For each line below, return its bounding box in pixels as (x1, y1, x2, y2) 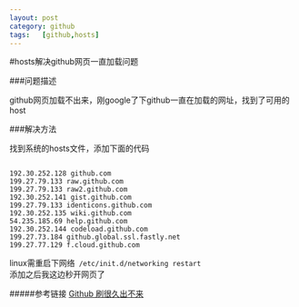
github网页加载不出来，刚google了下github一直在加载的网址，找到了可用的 (9, 94, 290, 105)
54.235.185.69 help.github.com (9, 217, 128, 226)
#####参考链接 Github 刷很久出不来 (9, 288, 144, 300)
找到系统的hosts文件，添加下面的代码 (9, 143, 150, 154)
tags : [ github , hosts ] (9, 30, 100, 39)
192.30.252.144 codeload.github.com (9, 224, 148, 234)
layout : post (9, 13, 59, 23)
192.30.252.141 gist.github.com (9, 193, 132, 203)
